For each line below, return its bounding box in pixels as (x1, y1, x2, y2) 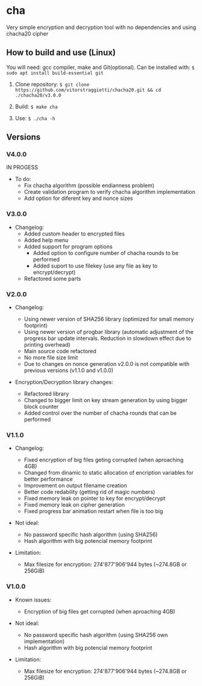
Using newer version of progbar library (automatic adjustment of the (24, 329, 194, 336)
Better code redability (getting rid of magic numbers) (24, 489, 156, 496)
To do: (14, 176, 31, 183)
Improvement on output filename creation (24, 482, 127, 489)
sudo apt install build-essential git (6, 70, 104, 76)
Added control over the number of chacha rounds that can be (24, 409, 177, 417)
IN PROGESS (6, 164, 38, 171)
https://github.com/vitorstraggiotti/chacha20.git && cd (14, 87, 162, 93)
